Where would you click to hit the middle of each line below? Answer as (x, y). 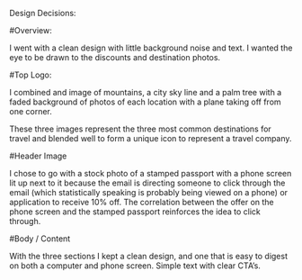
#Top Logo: (31, 75)
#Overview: (31, 30)
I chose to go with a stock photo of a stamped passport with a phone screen (151, 173)
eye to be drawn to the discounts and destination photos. (115, 57)
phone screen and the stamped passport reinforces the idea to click (135, 212)
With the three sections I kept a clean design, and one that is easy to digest (149, 256)
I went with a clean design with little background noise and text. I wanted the (151, 48)
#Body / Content (40, 239)
